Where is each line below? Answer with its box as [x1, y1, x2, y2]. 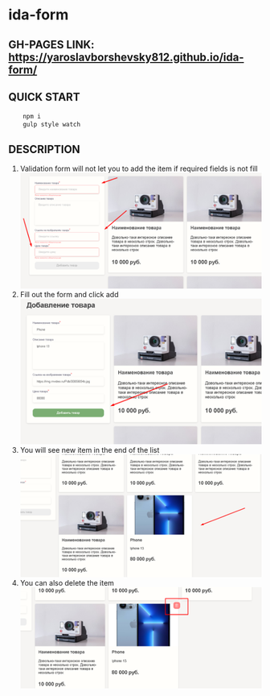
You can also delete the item [19, 578, 115, 588]
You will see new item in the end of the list [19, 445, 160, 455]
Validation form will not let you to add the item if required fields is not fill [19, 164, 259, 174]
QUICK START [8, 90, 80, 104]
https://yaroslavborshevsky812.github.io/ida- [8, 50, 244, 64]
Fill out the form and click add [19, 290, 119, 300]
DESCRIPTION [8, 143, 80, 156]
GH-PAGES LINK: [8, 38, 95, 52]
